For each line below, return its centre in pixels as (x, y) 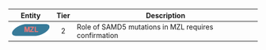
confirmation (97, 35)
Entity (31, 15)
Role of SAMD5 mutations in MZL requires (145, 27)
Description (166, 15)
